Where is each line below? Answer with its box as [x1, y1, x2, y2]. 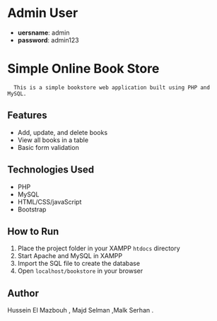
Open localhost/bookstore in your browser [17, 267, 143, 275]
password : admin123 [17, 35, 79, 44]
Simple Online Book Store [7, 61, 160, 77]
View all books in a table [17, 136, 89, 144]
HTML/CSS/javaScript [17, 197, 82, 206]
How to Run [7, 225, 59, 238]
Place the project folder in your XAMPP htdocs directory [17, 244, 180, 252]
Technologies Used [7, 164, 94, 176]
